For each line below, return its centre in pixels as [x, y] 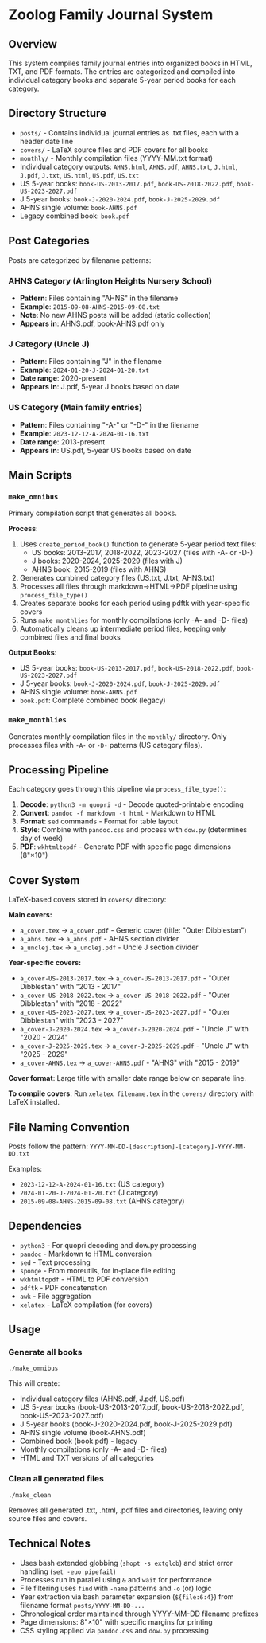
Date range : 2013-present [62, 442]
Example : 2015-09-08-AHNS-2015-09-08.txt [90, 306]
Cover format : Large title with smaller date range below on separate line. [127, 1078]
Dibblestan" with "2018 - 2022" [71, 1003]
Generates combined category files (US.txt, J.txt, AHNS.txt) [117, 578]
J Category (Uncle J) [49, 344]
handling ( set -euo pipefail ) [68, 1571]
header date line [46, 141]
